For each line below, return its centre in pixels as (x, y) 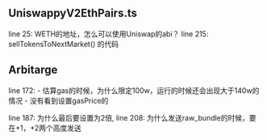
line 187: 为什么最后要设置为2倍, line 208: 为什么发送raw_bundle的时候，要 (132, 117)
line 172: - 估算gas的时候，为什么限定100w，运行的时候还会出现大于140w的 (134, 90)
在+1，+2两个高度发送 (45, 128)
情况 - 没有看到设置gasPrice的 (58, 100)
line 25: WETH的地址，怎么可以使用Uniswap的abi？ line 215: (108, 34)
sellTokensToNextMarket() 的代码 (64, 44)
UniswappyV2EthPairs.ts (73, 13)
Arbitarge (33, 70)
